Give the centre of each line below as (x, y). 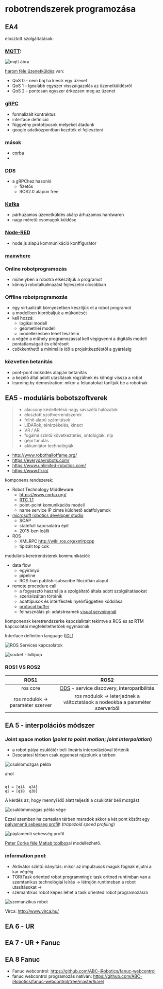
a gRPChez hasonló (32, 181)
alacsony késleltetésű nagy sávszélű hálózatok (71, 410)
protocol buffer (34, 607)
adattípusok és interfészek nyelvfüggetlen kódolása (71, 601)
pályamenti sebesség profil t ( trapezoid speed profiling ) (60, 824)
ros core (31, 688)
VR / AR (32, 430)
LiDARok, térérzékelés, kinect (54, 425)
